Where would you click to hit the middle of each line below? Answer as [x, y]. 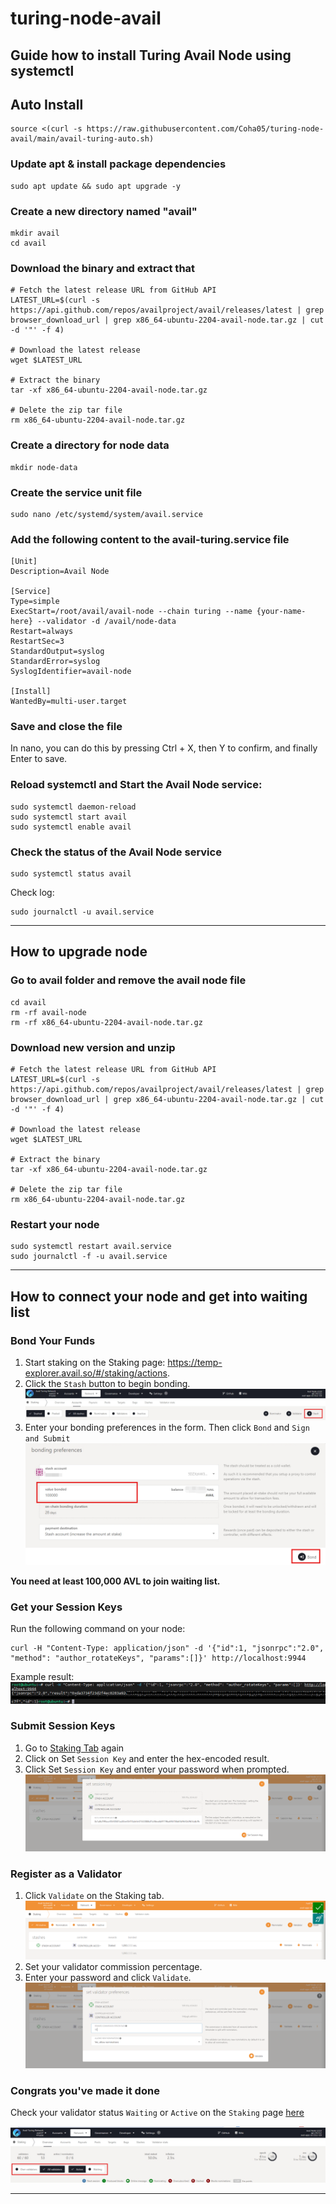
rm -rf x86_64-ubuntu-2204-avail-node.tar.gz [106, 1022]
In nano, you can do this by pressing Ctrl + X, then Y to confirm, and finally [164, 748]
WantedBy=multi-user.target [69, 702]
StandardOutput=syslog [57, 652]
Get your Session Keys [66, 1607]
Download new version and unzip [93, 1047]
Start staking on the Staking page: [95, 1363]
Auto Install [47, 104]
